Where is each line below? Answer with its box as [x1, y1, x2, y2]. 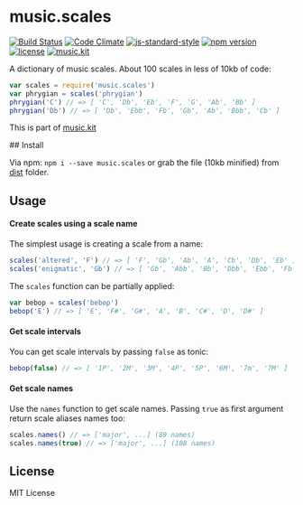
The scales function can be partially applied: [9, 280, 175, 291]
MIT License [9, 488, 56, 499]
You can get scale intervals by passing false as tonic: [9, 346, 209, 357]
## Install [9, 140, 44, 151]
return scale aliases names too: [9, 413, 126, 424]
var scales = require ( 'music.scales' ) [9, 80, 155, 89]
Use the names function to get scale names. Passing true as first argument [9, 403, 284, 414]
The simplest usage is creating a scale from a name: [9, 238, 204, 249]
